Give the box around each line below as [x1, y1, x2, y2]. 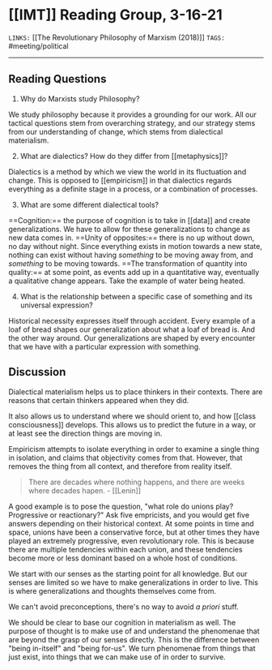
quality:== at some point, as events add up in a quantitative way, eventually [8, 267, 260, 277]
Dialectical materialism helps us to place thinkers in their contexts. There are [8, 387, 263, 397]
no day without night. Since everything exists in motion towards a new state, [8, 241, 263, 251]
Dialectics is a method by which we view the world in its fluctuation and [8, 166, 247, 176]
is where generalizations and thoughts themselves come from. [8, 586, 217, 595]
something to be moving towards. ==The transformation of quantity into [8, 258, 248, 268]
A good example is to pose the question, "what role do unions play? [8, 501, 234, 511]
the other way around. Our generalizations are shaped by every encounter [8, 333, 256, 342]
